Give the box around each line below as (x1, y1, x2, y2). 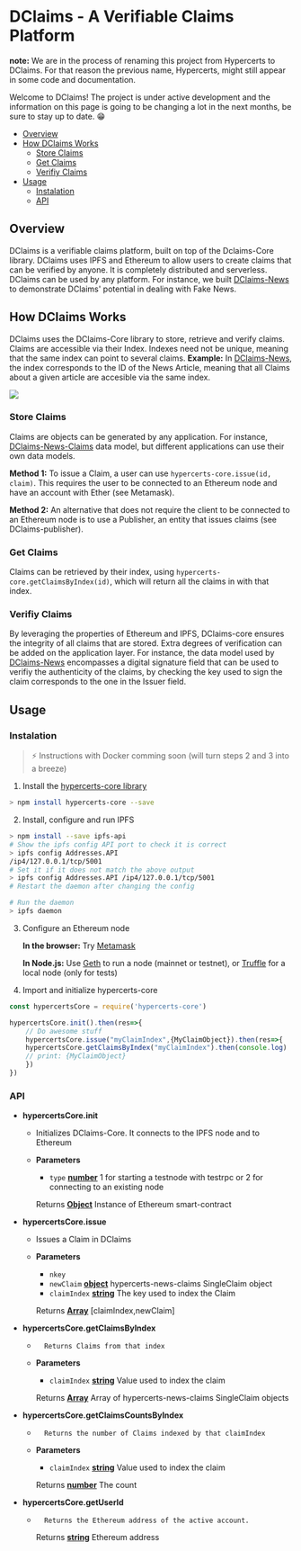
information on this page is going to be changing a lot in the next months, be (9, 101, 292, 112)
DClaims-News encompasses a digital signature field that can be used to (9, 657, 279, 668)
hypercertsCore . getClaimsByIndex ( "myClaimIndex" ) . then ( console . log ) (25, 1044, 288, 1053)
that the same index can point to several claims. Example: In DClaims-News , (9, 353, 292, 363)
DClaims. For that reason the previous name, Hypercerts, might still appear (9, 65, 286, 76)
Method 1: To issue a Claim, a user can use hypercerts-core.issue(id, (9, 468, 272, 479)
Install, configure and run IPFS (22, 814, 135, 825)
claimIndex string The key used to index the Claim (49, 1288, 236, 1299)
